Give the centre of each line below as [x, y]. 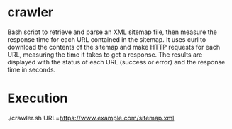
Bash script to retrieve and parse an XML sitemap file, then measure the [112, 32]
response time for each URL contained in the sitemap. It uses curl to [107, 39]
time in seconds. [32, 69]
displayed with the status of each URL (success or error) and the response [116, 62]
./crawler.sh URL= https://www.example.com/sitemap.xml [91, 118]
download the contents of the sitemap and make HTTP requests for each [114, 47]
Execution [38, 98]
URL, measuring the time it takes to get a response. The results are [105, 55]
